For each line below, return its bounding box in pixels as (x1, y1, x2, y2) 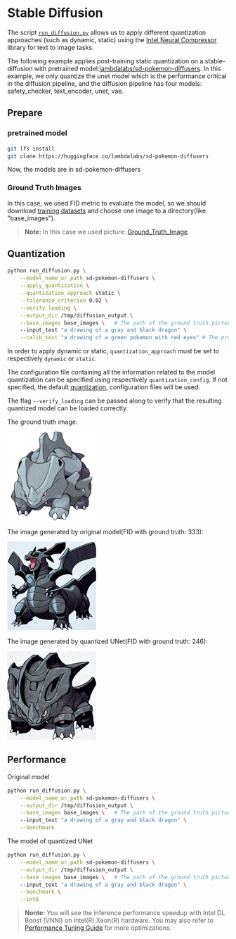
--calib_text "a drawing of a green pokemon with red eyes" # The (20, 334, 218, 341)
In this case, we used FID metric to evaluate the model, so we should (7, 198, 206, 207)
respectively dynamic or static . (7, 354, 97, 363)
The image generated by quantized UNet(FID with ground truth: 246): (7, 637, 209, 645)
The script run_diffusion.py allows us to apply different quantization (7, 28, 206, 37)
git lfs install (7, 145, 55, 152)
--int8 (20, 896, 39, 903)
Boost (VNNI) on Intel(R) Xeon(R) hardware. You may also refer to (24, 916, 214, 925)
